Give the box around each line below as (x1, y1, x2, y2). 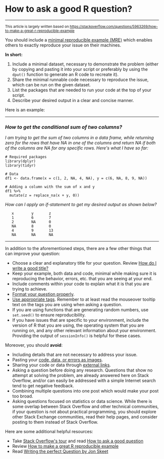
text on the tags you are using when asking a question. (12, 302, 123, 308)
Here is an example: (5, 106, 45, 113)
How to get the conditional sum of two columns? (5, 124, 123, 130)
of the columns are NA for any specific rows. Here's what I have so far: (5, 145, 149, 151)
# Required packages (5, 155, 47, 160)
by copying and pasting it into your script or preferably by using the (12, 66, 148, 72)
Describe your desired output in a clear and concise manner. (12, 97, 134, 103)
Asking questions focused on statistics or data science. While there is (12, 398, 152, 404)
